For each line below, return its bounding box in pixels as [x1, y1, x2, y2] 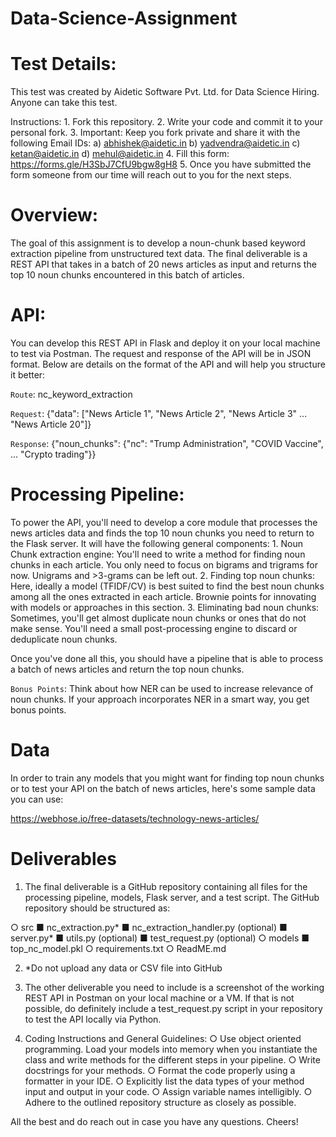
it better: [10, 369, 46, 381]
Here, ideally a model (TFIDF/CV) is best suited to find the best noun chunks [10, 580, 325, 592]
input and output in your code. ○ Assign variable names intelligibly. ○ [24, 1085, 313, 1097]
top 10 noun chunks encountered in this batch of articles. [10, 269, 245, 281]
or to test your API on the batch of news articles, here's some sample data [10, 782, 316, 794]
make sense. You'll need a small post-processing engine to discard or [10, 622, 298, 634]
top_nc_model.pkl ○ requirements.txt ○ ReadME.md [10, 942, 227, 954]
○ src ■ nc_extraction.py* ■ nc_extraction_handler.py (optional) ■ [10, 921, 288, 933]
